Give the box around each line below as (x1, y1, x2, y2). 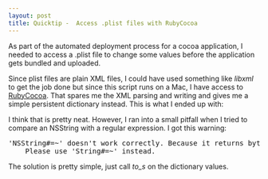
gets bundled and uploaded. (8, 58, 101, 68)
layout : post (8, 11, 52, 20)
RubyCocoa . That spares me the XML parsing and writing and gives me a (8, 90, 249, 100)
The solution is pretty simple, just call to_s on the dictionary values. (8, 161, 229, 171)
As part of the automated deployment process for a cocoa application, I (8, 41, 243, 50)
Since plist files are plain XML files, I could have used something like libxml (8, 74, 254, 83)
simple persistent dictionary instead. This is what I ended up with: (8, 99, 224, 109)
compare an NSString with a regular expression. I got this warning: (8, 123, 227, 133)
